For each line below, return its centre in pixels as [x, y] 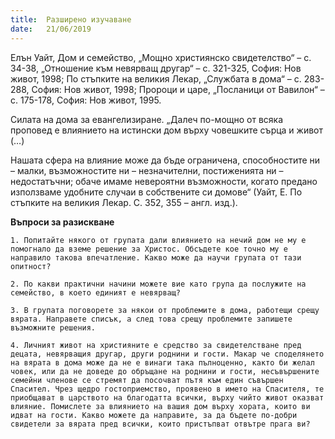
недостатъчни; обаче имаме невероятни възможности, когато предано [164, 181]
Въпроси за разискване [62, 222]
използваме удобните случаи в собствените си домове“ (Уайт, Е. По [156, 192]
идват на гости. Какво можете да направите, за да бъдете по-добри [154, 415]
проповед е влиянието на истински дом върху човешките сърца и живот [167, 130]
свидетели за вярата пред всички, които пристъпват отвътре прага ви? [160, 424]
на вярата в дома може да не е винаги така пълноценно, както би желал [162, 362]
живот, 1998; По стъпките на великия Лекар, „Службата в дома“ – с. [156, 78]
